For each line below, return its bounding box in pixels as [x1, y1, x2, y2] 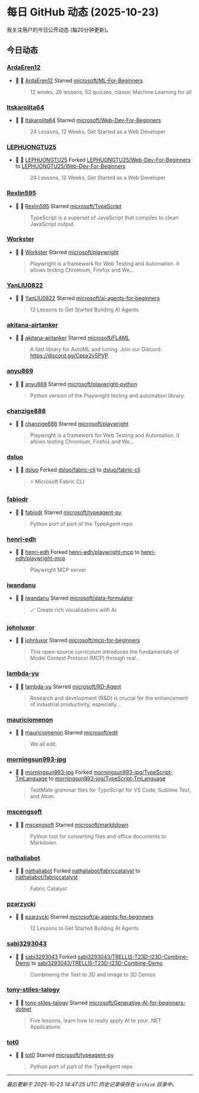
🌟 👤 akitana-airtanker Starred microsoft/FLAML [15, 334, 130, 342]
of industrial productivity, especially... [30, 700, 122, 708]
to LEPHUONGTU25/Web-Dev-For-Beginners [15, 162, 126, 170]
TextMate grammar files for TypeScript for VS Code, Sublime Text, [30, 786, 191, 794]
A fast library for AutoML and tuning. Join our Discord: [30, 346, 162, 353]
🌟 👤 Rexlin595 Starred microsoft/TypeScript [15, 202, 122, 209]
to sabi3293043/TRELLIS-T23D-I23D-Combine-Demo [31, 959, 163, 967]
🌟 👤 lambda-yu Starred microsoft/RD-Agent [15, 683, 122, 690]
